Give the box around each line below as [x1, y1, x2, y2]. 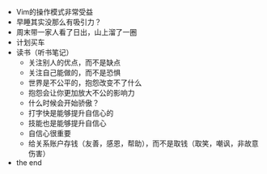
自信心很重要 [28, 129, 71, 138]
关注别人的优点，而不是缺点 [28, 57, 121, 67]
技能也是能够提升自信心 [28, 118, 107, 128]
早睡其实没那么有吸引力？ [15, 17, 102, 27]
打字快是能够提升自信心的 [28, 108, 114, 117]
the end [15, 158, 42, 168]
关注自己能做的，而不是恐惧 [28, 68, 121, 77]
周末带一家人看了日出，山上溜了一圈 [15, 28, 138, 36]
